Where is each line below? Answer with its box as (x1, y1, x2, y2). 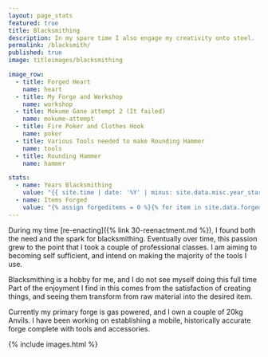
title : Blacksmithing (8, 26, 81, 34)
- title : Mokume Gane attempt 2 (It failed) (15, 108, 166, 116)
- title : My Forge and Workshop (15, 92, 124, 100)
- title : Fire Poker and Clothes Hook (15, 123, 145, 131)
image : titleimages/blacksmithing (8, 57, 124, 65)
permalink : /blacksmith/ (8, 41, 91, 49)
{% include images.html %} (8, 339, 98, 349)
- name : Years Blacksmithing (15, 181, 112, 190)
